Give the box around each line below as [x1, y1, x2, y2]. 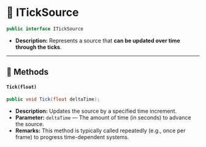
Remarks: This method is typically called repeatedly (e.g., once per [15, 127, 186, 134]
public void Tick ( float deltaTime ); [6, 96, 100, 103]
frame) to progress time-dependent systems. [15, 134, 129, 141]
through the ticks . [15, 43, 62, 51]
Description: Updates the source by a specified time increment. [15, 107, 177, 115]
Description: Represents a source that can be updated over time [15, 37, 180, 44]
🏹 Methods [6, 67, 49, 77]
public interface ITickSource [6, 26, 84, 32]
